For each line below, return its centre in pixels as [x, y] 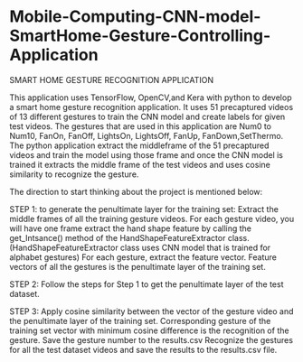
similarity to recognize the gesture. [74, 174]
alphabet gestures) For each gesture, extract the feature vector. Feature [143, 257]
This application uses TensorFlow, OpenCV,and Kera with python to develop [151, 97]
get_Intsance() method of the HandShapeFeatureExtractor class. [130, 237]
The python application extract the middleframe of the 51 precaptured [139, 145]
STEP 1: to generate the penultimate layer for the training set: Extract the [144, 209]
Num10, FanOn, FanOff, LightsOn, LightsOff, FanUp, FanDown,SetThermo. [147, 135]
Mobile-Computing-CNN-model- [135, 17]
